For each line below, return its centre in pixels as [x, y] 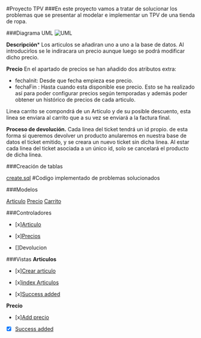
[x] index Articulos [37, 282]
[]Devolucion [31, 248]
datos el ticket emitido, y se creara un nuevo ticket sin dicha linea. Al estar [98, 142]
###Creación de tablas [34, 166]
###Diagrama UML [30, 33]
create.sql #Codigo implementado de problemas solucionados [83, 178]
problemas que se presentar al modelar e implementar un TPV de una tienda [100, 15]
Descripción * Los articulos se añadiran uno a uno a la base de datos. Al [95, 45]
